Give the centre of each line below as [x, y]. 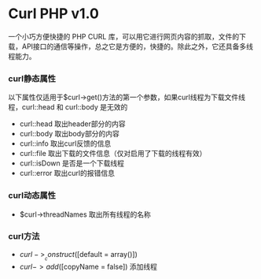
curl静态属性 [32, 78]
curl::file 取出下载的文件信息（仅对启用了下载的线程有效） [113, 154]
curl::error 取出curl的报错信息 [67, 173]
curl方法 [24, 236]
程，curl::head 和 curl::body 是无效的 [68, 107]
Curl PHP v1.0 [54, 14]
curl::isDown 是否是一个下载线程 [72, 163]
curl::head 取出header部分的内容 [72, 124]
